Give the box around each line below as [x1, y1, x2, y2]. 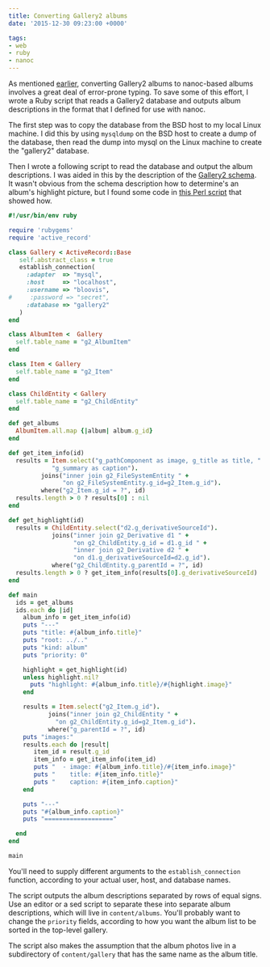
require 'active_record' [8, 234, 92, 242]
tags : [8, 34, 27, 42]
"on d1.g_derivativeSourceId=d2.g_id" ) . [73, 554, 211, 562]
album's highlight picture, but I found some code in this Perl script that [8, 188, 242, 196]
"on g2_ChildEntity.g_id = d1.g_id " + [73, 538, 207, 547]
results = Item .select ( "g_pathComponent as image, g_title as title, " [15, 456, 262, 465]
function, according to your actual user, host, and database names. [8, 875, 231, 885]
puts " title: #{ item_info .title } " [33, 771, 164, 779]
